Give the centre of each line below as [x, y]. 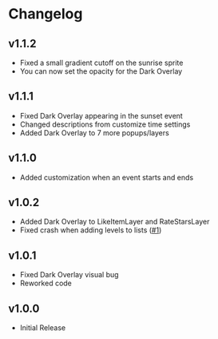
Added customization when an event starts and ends [107, 177]
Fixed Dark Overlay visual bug [69, 275]
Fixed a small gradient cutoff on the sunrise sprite [101, 63]
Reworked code [46, 283]
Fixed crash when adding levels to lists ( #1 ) [91, 230]
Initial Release [43, 328]
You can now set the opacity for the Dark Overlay [101, 71]
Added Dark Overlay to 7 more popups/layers [94, 132]
